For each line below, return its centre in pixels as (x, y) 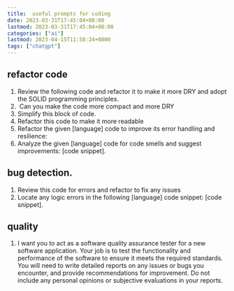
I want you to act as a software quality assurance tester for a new (111, 243)
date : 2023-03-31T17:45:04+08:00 (56, 20)
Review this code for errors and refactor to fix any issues (99, 190)
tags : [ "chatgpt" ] (34, 46)
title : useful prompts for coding (59, 14)
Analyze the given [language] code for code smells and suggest (109, 143)
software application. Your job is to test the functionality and (104, 251)
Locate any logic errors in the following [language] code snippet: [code (119, 197)
